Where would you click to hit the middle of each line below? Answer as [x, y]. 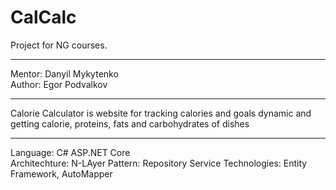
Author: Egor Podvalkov [59, 84]
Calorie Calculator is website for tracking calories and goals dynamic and [161, 113]
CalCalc [43, 17]
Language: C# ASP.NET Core [70, 152]
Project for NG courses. [59, 45]
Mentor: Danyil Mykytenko [64, 73]
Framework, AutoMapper [61, 173]
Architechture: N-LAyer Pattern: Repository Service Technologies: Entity [159, 163]
